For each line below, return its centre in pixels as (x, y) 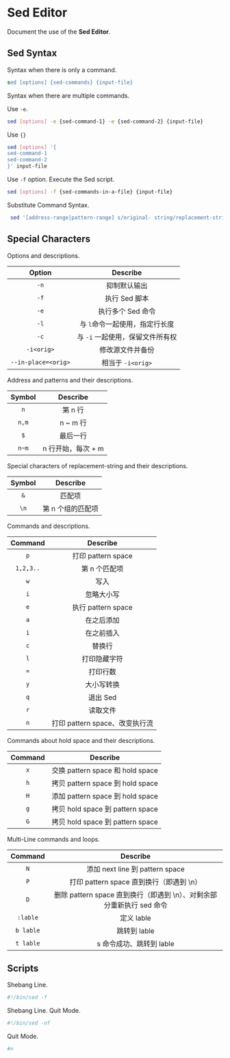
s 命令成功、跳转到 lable (136, 943)
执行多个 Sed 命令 (127, 311)
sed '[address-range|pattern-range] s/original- (81, 218)
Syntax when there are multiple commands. (68, 95)
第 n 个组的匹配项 (71, 508)
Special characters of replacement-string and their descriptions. (98, 465)
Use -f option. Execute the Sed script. (61, 179)
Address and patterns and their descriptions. (70, 380)
